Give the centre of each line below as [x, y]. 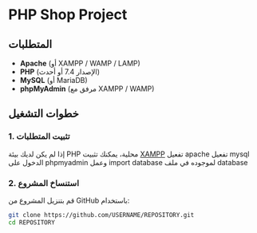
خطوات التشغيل [44, 114]
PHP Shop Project [68, 15]
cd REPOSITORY [32, 222]
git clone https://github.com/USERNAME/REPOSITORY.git [101, 215]
